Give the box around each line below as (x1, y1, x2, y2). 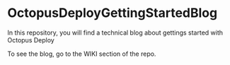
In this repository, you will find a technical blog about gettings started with (7, 28, 224, 37)
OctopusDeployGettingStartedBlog (7, 5, 218, 21)
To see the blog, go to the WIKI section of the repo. (7, 49, 156, 58)
